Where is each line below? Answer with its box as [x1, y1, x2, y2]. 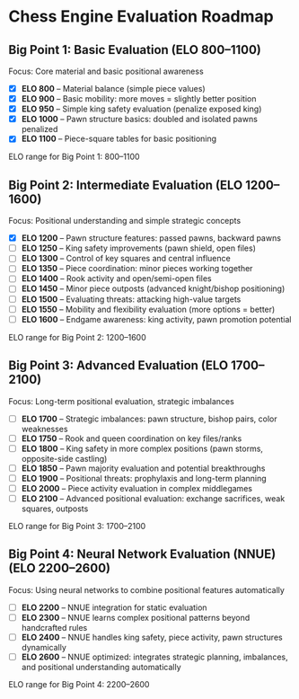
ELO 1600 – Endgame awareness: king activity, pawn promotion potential [21, 314, 293, 324]
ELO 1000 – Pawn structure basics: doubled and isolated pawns [21, 114, 258, 125]
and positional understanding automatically [21, 662, 181, 672]
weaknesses [21, 423, 68, 434]
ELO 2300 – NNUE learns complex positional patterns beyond [21, 612, 251, 623]
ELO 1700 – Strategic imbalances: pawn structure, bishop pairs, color [21, 413, 277, 424]
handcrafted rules [21, 622, 88, 633]
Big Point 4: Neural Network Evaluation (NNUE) [8, 546, 277, 562]
